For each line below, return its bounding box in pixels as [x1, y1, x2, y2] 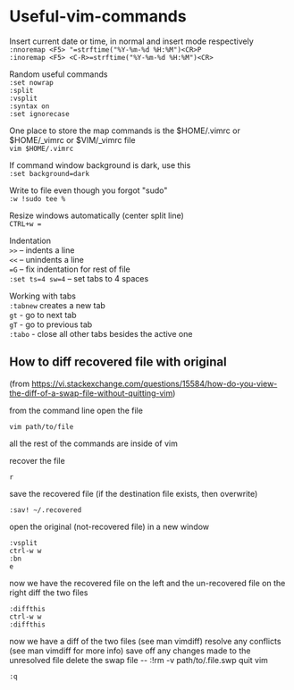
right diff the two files [9, 587, 88, 598]
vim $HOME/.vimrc [9, 144, 74, 153]
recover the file [9, 455, 65, 466]
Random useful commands [9, 69, 108, 80]
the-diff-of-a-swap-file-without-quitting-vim [9, 387, 173, 399]
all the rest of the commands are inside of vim [9, 438, 179, 449]
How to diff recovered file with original [9, 355, 227, 370]
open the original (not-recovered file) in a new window [9, 521, 210, 532]
